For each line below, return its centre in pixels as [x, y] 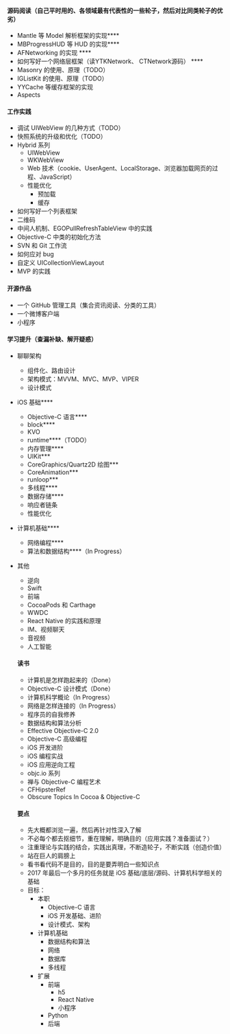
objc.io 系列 [43, 774]
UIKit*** [39, 456]
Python [58, 1015]
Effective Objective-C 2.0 [63, 731]
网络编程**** [45, 542]
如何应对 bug [36, 254]
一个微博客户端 [38, 313]
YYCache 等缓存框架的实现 [55, 87]
